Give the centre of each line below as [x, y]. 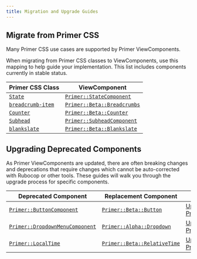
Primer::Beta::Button [132, 210]
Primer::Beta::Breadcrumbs [103, 105]
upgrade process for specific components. [58, 182]
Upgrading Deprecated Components [74, 149]
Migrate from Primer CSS [53, 35]
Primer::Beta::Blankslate [101, 129]
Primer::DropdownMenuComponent [53, 227]
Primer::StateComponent [98, 97]
